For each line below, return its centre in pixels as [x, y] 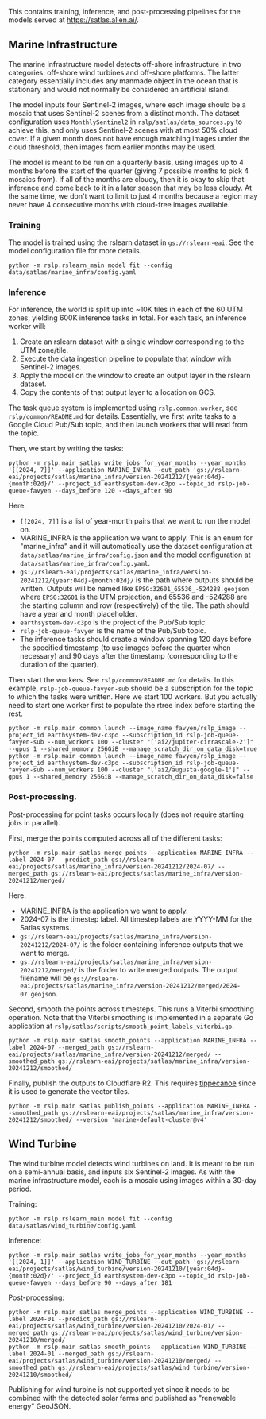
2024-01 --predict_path [69, 1319]
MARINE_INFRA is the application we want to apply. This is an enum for [136, 538]
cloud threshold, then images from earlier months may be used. [112, 147]
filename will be [45, 978]
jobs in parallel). [35, 822]
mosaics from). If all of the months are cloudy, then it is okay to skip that [126, 179]
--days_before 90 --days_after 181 [113, 1282]
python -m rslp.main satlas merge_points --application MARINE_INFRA [126, 853]
